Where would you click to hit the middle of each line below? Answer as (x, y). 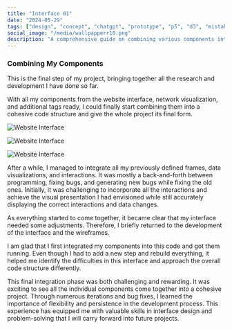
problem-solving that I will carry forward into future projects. (93, 319)
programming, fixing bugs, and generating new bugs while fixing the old (110, 183)
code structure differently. (44, 268)
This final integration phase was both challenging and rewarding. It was (109, 282)
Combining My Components (55, 64)
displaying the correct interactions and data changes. (83, 204)
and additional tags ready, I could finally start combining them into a (104, 107)
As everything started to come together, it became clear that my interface (112, 218)
